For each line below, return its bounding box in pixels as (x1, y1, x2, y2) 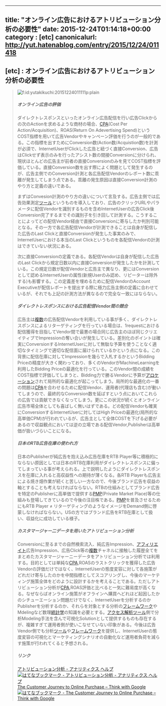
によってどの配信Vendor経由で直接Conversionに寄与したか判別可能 (21, 218, 159, 224)
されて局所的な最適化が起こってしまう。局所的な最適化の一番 (34, 379, 160, 384)
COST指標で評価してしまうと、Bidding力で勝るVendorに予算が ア (17, 372, 151, 378)
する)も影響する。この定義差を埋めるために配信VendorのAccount (17, 278, 151, 284)
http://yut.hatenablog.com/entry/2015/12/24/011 (5, 41, 159, 50)
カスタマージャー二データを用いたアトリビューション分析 (17, 528, 134, 534)
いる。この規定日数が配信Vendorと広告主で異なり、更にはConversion (17, 266, 160, 272)
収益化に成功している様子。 (26, 516, 83, 522)
